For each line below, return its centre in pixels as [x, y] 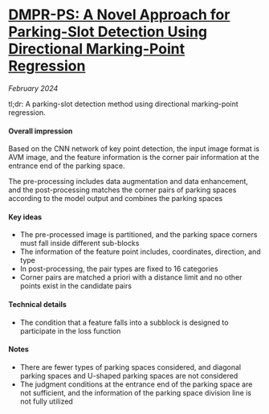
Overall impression [41, 131]
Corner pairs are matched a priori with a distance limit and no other [131, 277]
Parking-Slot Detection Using [108, 32]
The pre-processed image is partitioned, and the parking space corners [139, 235]
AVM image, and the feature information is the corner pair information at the [134, 158]
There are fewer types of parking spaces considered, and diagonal [130, 367]
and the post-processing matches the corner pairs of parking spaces [122, 190]
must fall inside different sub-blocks [79, 244]
